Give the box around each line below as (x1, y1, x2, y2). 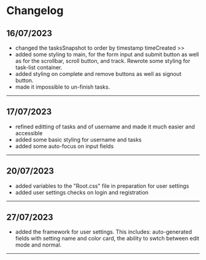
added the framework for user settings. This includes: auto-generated (15, 228, 192, 236)
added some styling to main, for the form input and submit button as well (15, 51, 199, 58)
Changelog (6, 4, 64, 18)
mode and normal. (15, 241, 62, 248)
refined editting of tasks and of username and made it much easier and (15, 123, 195, 130)
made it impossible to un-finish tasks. (15, 83, 110, 91)
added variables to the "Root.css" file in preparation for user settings (15, 182, 189, 190)
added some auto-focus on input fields (15, 142, 114, 150)
